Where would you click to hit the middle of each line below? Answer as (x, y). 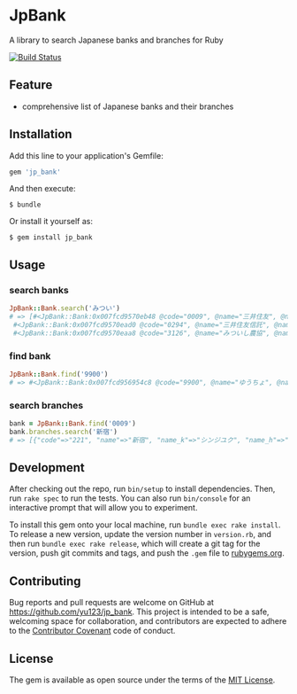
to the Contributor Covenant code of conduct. (92, 631)
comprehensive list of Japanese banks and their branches (128, 106)
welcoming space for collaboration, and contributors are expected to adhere (148, 621)
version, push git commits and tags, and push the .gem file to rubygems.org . (147, 553)
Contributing (45, 581)
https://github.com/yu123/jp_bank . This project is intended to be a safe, (139, 612)
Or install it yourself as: (51, 222)
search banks (39, 290)
